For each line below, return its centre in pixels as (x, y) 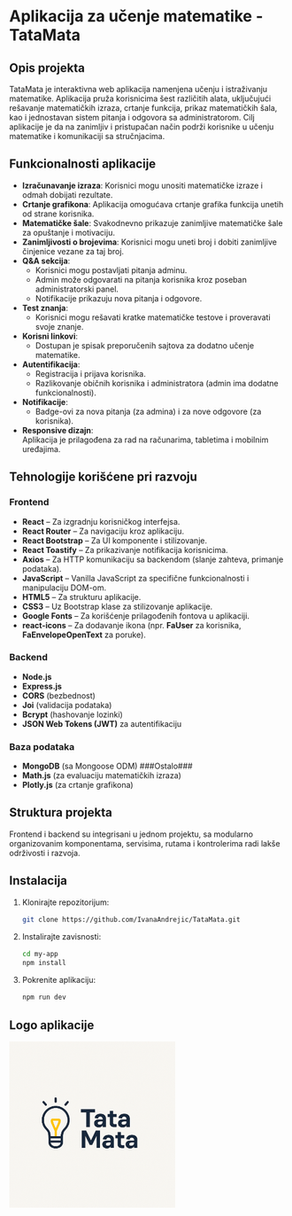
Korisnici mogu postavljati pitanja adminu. (111, 270)
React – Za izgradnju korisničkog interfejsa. (101, 521)
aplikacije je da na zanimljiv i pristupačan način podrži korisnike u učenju (142, 127)
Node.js (37, 676)
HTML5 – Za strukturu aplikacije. (81, 596)
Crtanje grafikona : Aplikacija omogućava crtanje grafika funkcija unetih (153, 204)
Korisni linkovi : (50, 336)
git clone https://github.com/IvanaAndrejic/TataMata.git (131, 919)
